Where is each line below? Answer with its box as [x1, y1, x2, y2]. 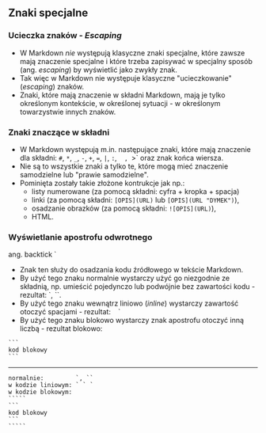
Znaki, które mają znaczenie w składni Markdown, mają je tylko [19, 90, 226, 100]
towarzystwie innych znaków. [19, 107, 116, 116]
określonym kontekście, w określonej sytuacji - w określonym [19, 98, 221, 108]
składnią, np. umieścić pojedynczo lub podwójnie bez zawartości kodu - [19, 282, 256, 291]
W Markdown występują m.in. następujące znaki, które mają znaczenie [19, 144, 251, 154]
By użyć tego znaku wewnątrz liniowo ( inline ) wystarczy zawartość [19, 298, 239, 308]
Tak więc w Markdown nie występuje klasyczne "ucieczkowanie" [19, 73, 232, 82]
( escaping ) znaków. [19, 82, 85, 91]
